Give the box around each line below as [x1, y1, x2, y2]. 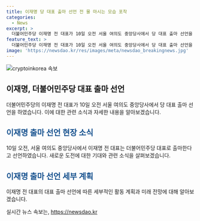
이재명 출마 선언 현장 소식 [6, 127, 94, 137]
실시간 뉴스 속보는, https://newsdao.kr [6, 208, 98, 216]
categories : [6, 14, 36, 20]
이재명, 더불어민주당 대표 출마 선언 [6, 84, 125, 94]
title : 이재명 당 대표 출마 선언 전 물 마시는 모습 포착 [6, 8, 128, 15]
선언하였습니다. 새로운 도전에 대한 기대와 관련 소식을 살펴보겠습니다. [12, 152, 171, 159]
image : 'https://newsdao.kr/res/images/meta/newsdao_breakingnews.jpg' [6, 48, 189, 54]
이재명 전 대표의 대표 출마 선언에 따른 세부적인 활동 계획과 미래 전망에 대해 [6, 188, 178, 195]
